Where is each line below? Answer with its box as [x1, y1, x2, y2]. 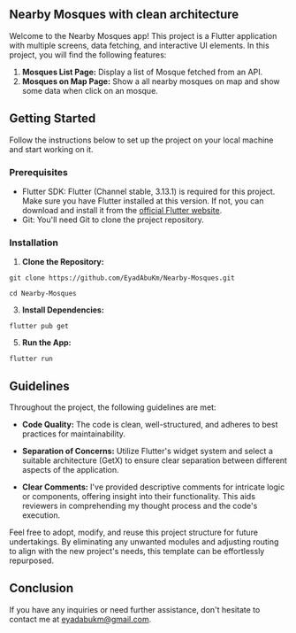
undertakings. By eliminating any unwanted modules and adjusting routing [9, 537, 279, 547]
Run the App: [21, 337, 72, 348]
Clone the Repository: [21, 257, 104, 267]
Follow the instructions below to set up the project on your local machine [9, 135, 274, 145]
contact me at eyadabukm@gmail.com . [9, 614, 152, 624]
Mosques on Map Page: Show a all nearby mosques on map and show [21, 75, 280, 87]
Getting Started [9, 111, 96, 127]
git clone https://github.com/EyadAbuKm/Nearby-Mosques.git [9, 274, 236, 282]
